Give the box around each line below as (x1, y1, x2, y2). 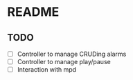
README (7, 4, 60, 20)
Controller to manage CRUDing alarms (17, 50, 127, 58)
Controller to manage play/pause (17, 58, 111, 66)
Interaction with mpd (17, 66, 77, 74)
